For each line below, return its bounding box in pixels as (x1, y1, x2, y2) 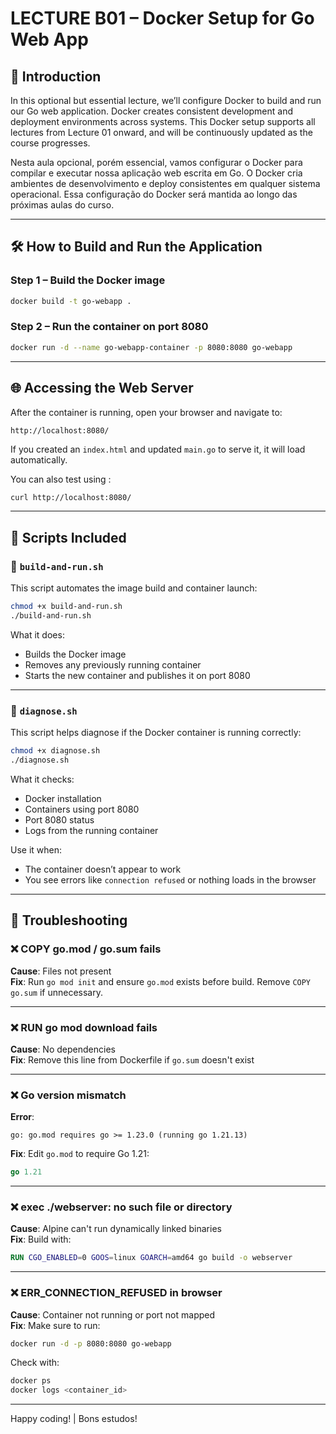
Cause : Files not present (10, 965, 112, 977)
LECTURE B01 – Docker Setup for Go (10, 7, 315, 30)
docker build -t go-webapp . (10, 296, 132, 306)
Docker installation (24, 792, 102, 804)
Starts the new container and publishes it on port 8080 (24, 669, 251, 681)
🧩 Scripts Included (10, 529, 127, 546)
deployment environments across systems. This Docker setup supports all (10, 116, 316, 127)
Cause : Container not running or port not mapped (10, 1308, 216, 1321)
